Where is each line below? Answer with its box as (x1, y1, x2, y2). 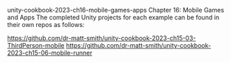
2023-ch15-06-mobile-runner (7, 48, 93, 57)
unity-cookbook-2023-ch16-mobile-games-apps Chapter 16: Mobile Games (7, 6, 225, 14)
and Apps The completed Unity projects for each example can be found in (7, 13, 220, 21)
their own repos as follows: (7, 21, 85, 28)
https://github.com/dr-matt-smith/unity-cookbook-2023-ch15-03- (7, 34, 196, 42)
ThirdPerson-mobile (7, 42, 65, 49)
